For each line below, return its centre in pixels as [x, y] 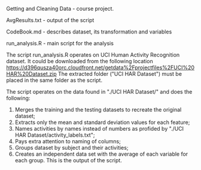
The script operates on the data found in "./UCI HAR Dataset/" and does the [99, 92]
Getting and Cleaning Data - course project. [60, 9]
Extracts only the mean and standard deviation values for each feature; [102, 122]
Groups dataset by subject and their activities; [71, 148]
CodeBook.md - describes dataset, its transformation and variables [89, 32]
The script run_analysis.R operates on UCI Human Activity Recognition [93, 55]
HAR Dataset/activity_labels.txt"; [55, 135]
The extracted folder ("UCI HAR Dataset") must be [120, 74]
